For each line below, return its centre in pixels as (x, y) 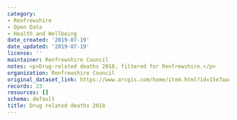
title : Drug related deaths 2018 (56, 106)
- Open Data (25, 27)
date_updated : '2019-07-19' (49, 47)
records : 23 (25, 86)
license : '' (25, 54)
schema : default (31, 100)
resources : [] (28, 92)
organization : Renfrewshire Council (61, 73)
